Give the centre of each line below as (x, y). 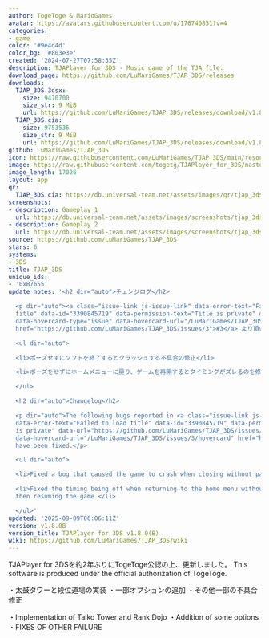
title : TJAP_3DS (35, 270)
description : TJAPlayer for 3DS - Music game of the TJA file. (116, 68)
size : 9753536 (46, 128)
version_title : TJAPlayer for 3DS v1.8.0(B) (84, 533)
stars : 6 (23, 247)
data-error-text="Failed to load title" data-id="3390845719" (121, 423)
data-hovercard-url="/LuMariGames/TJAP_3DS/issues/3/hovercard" (125, 438)
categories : (28, 30)
